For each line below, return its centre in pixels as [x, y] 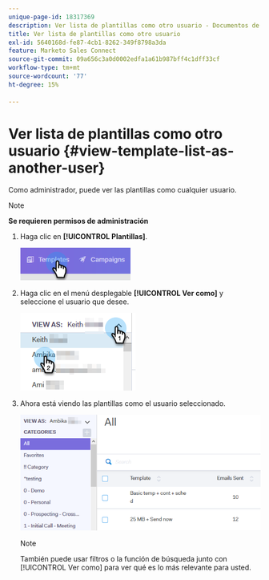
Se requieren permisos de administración [78, 221]
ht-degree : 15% [34, 84]
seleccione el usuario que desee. [74, 302]
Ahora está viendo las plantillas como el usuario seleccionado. [122, 404]
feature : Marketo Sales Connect [62, 51]
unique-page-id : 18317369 [51, 17]
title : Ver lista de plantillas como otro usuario [94, 34]
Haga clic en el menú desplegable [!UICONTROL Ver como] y [122, 294]
